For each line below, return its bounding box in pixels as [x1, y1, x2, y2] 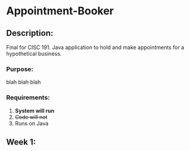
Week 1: [6, 137, 36, 147]
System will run [14, 107, 55, 114]
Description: [6, 28, 54, 38]
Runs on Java [14, 119, 49, 127]
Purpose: [6, 64, 34, 73]
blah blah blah [6, 79, 41, 86]
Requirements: [6, 94, 50, 102]
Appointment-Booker [6, 4, 114, 18]
